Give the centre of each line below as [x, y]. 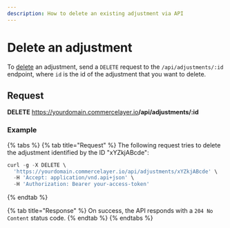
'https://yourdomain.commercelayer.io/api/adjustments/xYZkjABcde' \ [115, 172]
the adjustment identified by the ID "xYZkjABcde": [78, 152]
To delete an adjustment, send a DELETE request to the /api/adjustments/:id [115, 67]
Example [22, 130]
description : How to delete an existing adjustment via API [96, 13]
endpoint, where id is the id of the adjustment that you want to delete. [107, 74]
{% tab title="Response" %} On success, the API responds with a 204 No [110, 211]
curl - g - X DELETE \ [37, 165]
